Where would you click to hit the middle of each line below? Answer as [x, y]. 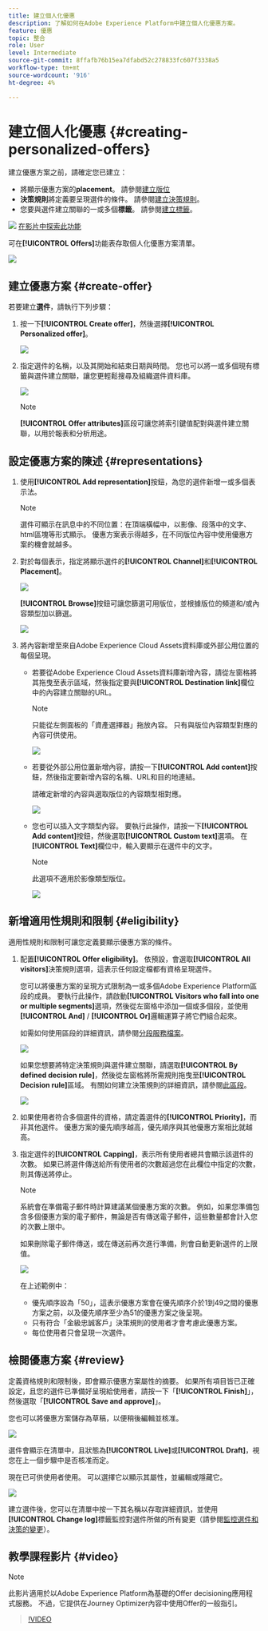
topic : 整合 [27, 38]
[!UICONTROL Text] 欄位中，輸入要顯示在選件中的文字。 [124, 846]
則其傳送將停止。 [48, 1174]
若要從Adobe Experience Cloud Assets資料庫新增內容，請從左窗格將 [144, 672]
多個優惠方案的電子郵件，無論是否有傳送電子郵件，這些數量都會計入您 [142, 1216]
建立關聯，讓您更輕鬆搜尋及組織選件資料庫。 [121, 376]
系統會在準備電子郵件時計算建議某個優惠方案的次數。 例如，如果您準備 [136, 1206]
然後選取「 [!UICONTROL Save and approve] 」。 [87, 1401]
